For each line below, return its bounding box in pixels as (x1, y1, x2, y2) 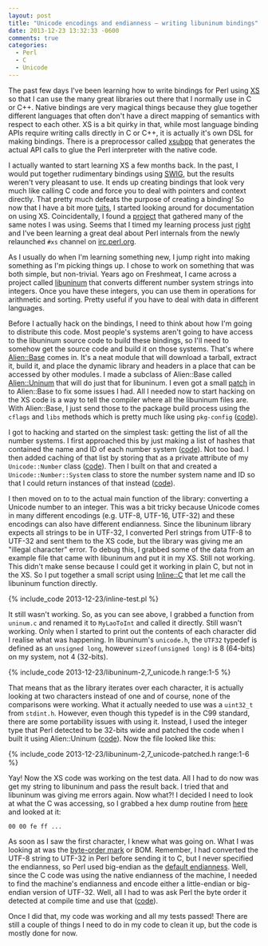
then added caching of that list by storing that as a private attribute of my (8, 453, 249, 462)
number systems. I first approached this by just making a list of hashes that (8, 436, 255, 445)
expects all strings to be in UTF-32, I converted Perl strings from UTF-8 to (8, 528, 252, 537)
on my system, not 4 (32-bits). (8, 651, 108, 661)
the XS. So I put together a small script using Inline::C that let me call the (8, 570, 246, 580)
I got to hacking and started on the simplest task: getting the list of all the (8, 427, 249, 437)
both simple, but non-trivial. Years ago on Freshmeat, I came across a (8, 269, 237, 279)
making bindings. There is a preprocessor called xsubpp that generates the (8, 137, 255, 146)
